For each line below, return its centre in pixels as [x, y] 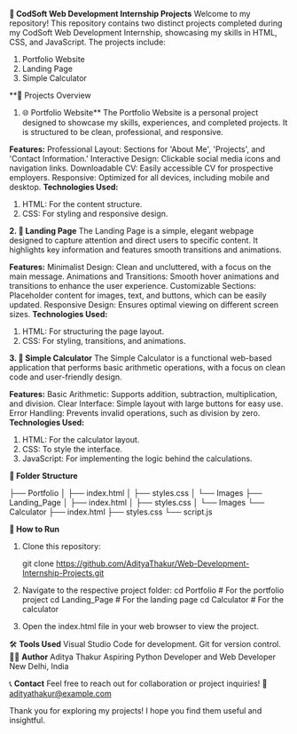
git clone [38, 563]
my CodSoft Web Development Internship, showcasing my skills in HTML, [143, 32]
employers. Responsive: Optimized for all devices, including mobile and [140, 177]
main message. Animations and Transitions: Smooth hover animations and [144, 276]
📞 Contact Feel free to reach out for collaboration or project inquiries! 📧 [138, 683]
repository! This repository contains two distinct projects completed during [146, 23]
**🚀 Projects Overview [50, 95]
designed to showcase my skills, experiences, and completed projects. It [155, 123]
